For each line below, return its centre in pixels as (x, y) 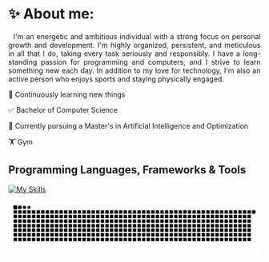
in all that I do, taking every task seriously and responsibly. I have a (124, 54)
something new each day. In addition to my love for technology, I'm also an (134, 70)
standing (23, 62)
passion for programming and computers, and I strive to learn (151, 62)
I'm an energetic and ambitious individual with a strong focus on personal (137, 36)
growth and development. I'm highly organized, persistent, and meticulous (134, 45)
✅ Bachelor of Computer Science (63, 109)
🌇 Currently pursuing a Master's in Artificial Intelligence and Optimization (128, 125)
